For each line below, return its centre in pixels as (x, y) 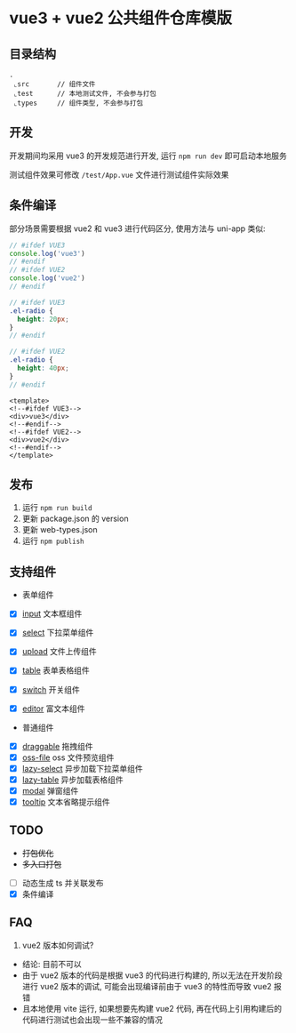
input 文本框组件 (52, 613)
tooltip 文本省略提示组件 (66, 802)
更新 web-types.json (60, 530)
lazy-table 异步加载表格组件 (73, 780)
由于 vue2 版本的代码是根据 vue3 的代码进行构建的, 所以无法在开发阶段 (152, 975)
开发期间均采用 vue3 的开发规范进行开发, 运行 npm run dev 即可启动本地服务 (148, 156)
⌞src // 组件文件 (54, 84)
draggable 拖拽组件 (57, 746)
